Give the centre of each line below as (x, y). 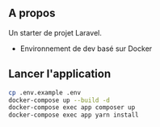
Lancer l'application (60, 74)
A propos (32, 13)
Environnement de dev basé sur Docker (86, 49)
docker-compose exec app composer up (72, 108)
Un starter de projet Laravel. (55, 32)
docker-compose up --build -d (59, 100)
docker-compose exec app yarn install (74, 115)
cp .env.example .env (45, 92)
